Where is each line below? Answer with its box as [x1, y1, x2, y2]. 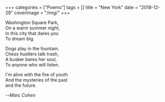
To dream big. [5, 36, 35, 42]
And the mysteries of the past [5, 77, 68, 83]
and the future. [5, 82, 37, 88]
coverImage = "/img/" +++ [14, 10, 70, 16]
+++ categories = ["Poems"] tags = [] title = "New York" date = [5, 5, 138, 10]
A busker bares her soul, [5, 56, 57, 62]
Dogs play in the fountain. [5, 46, 60, 51]
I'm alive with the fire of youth [5, 72, 68, 78]
